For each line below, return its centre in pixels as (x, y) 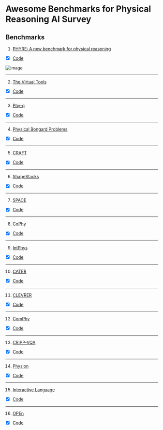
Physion (21, 366)
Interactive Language (34, 390)
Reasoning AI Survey (48, 19)
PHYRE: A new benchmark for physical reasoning (62, 49)
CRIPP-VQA (24, 342)
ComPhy (21, 318)
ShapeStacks (26, 177)
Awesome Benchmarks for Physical (78, 9)
